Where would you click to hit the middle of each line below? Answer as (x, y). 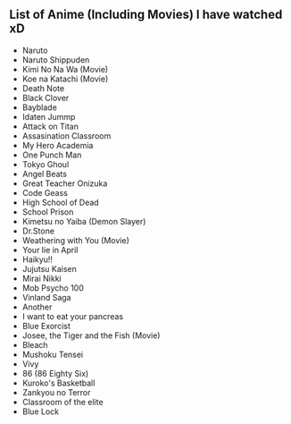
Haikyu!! (37, 259)
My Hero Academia (58, 145)
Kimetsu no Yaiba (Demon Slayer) (84, 221)
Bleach (35, 344)
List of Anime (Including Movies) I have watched (146, 15)
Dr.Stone (38, 231)
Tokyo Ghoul (46, 164)
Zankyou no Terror (56, 392)
